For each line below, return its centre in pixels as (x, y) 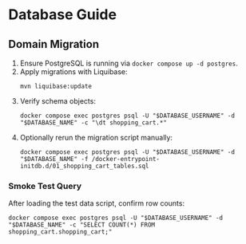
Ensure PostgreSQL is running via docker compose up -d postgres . (129, 63)
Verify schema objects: (58, 101)
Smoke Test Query (45, 186)
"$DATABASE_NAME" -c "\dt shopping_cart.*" (93, 123)
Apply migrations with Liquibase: (73, 72)
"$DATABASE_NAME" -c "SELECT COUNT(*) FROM (82, 225)
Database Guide (63, 15)
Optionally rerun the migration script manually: (96, 138)
